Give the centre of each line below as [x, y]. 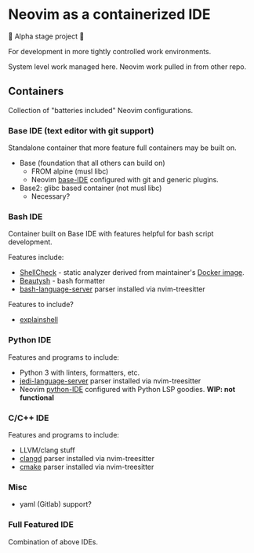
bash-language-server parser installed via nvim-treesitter [112, 289]
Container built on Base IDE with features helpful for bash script [111, 234]
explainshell [39, 320]
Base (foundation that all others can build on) [93, 163]
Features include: [36, 258]
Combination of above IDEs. [53, 542]
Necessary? [51, 196]
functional [37, 397]
